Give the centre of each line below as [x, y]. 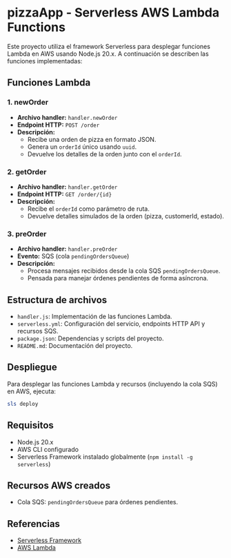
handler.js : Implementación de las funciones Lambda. [94, 317]
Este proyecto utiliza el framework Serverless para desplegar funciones [109, 46]
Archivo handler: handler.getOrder [67, 187]
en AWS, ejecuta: [32, 391]
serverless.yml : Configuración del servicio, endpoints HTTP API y [111, 324]
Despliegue [32, 368]
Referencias [34, 524]
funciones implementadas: [45, 61]
